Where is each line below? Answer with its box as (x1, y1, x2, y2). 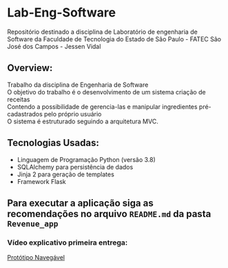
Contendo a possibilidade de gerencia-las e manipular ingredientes (7, 102, 198, 111)
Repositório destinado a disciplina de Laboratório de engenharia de (7, 28, 198, 36)
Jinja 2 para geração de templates (17, 170, 115, 178)
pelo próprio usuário (43, 110, 102, 118)
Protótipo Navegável (7, 254, 65, 262)
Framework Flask (17, 177, 67, 185)
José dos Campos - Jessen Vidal (7, 42, 101, 50)
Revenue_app (7, 218, 59, 229)
